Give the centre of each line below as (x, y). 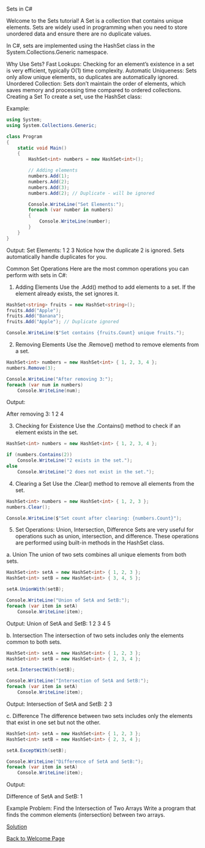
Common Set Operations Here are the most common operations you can (98, 269)
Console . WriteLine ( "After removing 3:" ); (60, 379)
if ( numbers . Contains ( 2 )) (39, 455)
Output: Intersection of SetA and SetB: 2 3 (59, 704)
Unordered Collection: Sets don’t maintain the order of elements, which (96, 83)
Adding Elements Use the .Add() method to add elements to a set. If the (105, 287)
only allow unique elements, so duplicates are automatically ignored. (93, 77)
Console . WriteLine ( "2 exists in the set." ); (75, 460)
